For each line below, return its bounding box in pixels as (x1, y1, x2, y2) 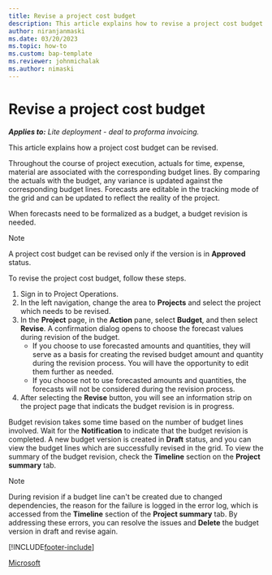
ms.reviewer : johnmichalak (8, 58, 100, 66)
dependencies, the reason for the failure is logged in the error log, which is (8, 500, 258, 510)
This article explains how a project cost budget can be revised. (8, 142, 219, 152)
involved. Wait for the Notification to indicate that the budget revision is (8, 425, 248, 435)
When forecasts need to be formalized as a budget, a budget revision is (8, 208, 248, 218)
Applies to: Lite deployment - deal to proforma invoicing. (8, 127, 200, 137)
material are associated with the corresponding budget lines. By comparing (8, 167, 261, 176)
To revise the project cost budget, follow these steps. (8, 273, 187, 283)
